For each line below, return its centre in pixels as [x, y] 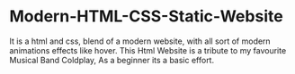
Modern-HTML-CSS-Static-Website [146, 16]
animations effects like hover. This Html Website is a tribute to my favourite [148, 50]
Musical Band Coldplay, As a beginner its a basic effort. [112, 60]
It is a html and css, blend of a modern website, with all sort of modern [140, 41]
